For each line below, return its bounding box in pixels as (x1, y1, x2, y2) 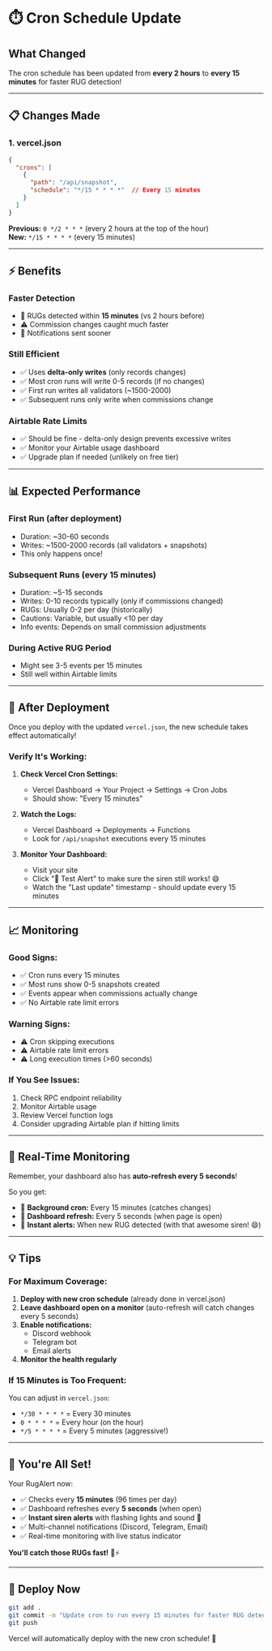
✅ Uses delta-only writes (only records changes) (19, 367, 186, 377)
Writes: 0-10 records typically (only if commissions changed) (19, 596, 224, 606)
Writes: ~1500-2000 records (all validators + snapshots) (19, 540, 208, 550)
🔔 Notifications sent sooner (19, 328, 112, 338)
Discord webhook (32, 1329, 91, 1338)
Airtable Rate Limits (8, 415, 87, 426)
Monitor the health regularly (19, 1355, 117, 1364)
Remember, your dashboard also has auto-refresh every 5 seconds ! (8, 1171, 237, 1181)
